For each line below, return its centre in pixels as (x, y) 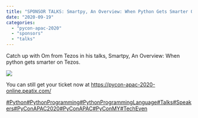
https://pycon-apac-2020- (123, 84)
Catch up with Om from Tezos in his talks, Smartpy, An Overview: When (93, 56)
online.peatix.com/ (29, 91)
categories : (21, 22)
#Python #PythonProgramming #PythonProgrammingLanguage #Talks (90, 102)
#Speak (182, 102)
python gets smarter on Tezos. (43, 62)
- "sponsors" (27, 34)
